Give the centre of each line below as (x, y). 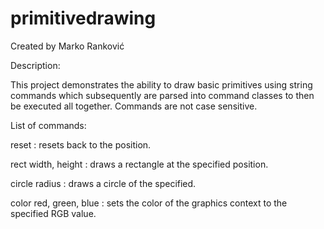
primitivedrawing (83, 18)
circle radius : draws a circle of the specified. (103, 183)
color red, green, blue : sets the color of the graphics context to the (149, 203)
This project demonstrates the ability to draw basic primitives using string (161, 84)
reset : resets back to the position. (81, 144)
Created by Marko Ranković (67, 46)
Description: (35, 65)
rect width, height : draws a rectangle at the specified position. (139, 164)
